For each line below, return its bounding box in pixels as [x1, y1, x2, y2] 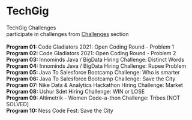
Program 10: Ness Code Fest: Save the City [6, 107, 114, 114]
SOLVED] [6, 100, 29, 107]
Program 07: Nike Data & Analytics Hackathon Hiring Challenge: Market [6, 81, 183, 88]
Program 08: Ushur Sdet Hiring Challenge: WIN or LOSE [6, 88, 145, 95]
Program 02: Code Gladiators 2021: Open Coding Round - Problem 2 [6, 49, 176, 56]
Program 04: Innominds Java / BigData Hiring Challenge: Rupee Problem [6, 62, 187, 70]
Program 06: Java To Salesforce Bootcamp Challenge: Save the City [6, 75, 176, 82]
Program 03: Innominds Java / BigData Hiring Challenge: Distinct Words [6, 56, 185, 63]
